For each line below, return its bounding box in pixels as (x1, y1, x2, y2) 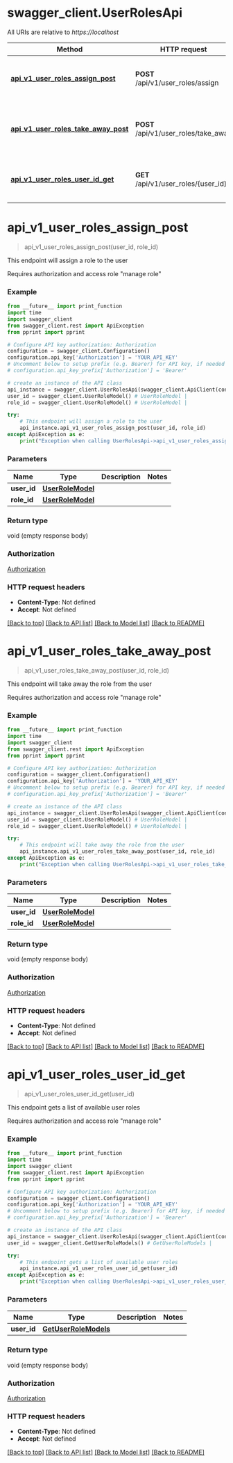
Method (56, 44, 83, 54)
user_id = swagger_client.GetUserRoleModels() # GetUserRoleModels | (7, 1240, 213, 1247)
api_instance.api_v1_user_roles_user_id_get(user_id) (19, 1265, 178, 1272)
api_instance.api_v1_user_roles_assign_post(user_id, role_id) (19, 424, 207, 432)
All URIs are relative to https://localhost (7, 28, 119, 36)
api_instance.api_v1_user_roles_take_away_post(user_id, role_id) (19, 848, 216, 855)
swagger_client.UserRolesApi (7, 5, 182, 21)
